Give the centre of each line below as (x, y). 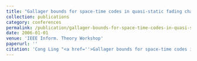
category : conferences (34, 22)
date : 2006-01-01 (27, 33)
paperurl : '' (22, 44)
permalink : (19, 28)
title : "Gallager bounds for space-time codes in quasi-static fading (94, 11)
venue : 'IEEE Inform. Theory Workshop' (55, 38)
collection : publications (38, 17)
